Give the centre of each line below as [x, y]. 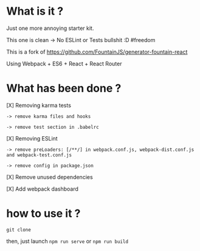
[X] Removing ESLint [32, 138]
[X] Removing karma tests [39, 105]
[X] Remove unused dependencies [50, 177]
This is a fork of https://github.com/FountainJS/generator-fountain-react [97, 52]
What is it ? [35, 11]
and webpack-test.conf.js [39, 155]
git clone [19, 230]
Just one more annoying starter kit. [50, 28]
